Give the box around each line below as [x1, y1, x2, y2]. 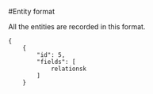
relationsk [50, 65, 87, 73]
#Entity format [8, 7, 55, 16]
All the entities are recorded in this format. [8, 22, 146, 31]
